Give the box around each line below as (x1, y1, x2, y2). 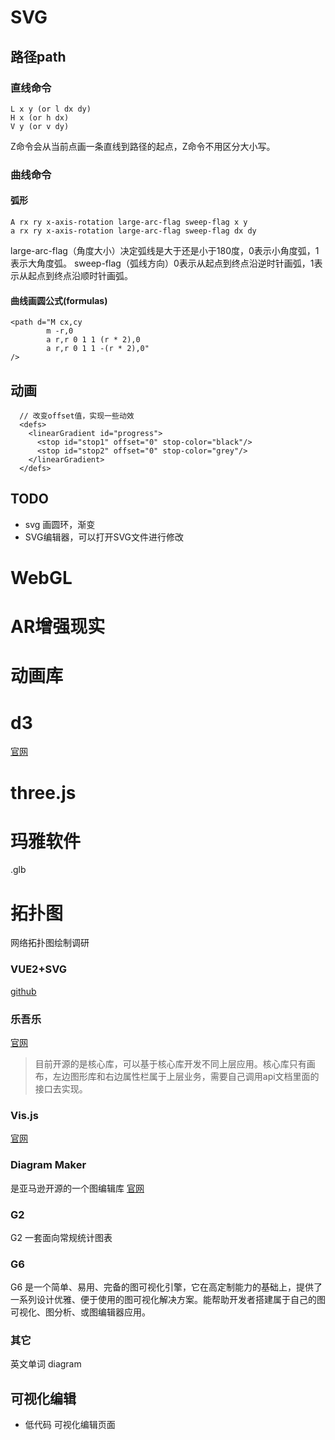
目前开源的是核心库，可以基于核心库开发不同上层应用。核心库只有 (34, 1057, 307, 1070)
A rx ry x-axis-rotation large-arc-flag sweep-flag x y (10, 217, 248, 227)
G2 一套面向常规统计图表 (10, 1231, 113, 1243)
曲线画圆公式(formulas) (10, 294, 108, 306)
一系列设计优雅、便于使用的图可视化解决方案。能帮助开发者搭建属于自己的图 (10, 1294, 326, 1306)
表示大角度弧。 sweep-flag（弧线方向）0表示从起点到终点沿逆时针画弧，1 (10, 257, 315, 269)
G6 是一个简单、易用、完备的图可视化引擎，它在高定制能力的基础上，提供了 (10, 1281, 323, 1293)
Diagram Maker (10, 1158, 87, 1172)
